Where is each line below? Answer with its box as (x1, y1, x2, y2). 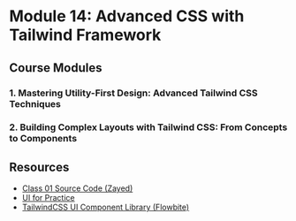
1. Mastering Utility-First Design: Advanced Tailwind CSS (9, 87, 258, 99)
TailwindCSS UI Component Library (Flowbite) (21, 202, 190, 213)
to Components (9, 133, 78, 145)
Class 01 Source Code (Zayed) (21, 183, 133, 194)
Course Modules (9, 60, 102, 75)
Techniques (9, 97, 62, 110)
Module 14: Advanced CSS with (9, 6, 245, 27)
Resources (9, 159, 70, 174)
